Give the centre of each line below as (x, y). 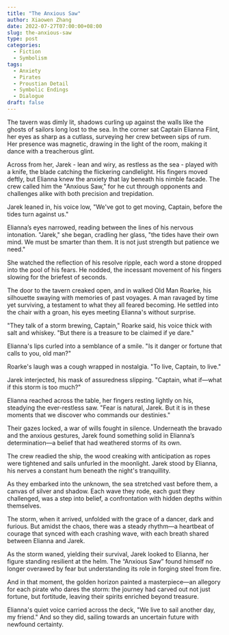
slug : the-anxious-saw (39, 33)
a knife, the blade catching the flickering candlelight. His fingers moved (108, 171)
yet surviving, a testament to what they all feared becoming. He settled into (113, 305)
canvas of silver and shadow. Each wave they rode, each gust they (101, 491)
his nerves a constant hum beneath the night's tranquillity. (89, 471)
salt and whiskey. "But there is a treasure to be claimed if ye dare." (101, 332)
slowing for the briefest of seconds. (57, 277)
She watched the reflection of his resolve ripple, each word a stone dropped (114, 262)
